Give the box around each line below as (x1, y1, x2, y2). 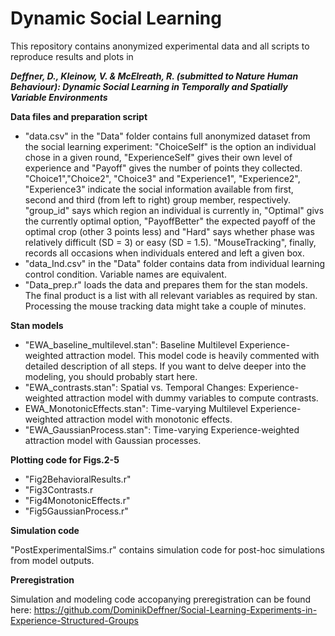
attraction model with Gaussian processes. (24, 434, 202, 446)
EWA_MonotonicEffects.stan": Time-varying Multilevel (24, 402, 248, 414)
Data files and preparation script (10, 110, 148, 122)
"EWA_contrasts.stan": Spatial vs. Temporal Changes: (24, 381, 247, 393)
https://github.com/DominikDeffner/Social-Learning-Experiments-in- (33, 603, 318, 616)
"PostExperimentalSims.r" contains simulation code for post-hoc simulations (10, 543, 325, 556)
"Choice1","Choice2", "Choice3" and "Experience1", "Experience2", (24, 172, 301, 184)
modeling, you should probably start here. (24, 370, 198, 382)
